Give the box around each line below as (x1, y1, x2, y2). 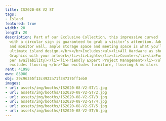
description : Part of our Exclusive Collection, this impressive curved (5, 35, 158, 40)
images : (5, 81, 21, 85)
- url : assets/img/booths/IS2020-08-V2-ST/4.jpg (5, 99, 107, 104)
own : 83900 (5, 72, 28, 77)
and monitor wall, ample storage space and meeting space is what (9, 44, 149, 49)
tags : (5, 12, 16, 17)
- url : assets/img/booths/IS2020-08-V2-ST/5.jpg (5, 104, 107, 109)
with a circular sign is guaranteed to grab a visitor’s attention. (9, 40, 154, 44)
